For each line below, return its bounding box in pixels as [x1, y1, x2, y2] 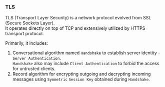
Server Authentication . [12, 55, 61, 61]
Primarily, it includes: [5, 40, 48, 46]
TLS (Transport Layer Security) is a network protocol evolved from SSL [5, 15, 151, 21]
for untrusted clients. [12, 66, 56, 72]
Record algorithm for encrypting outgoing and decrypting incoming [12, 71, 151, 77]
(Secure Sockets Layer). [5, 20, 55, 26]
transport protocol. [5, 31, 44, 37]
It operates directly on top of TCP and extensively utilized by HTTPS [5, 25, 145, 31]
